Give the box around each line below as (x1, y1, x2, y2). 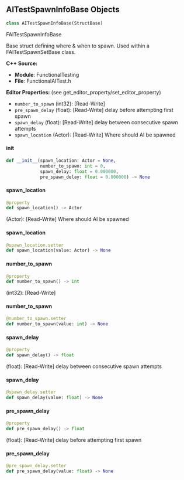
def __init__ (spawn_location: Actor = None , (6, 158, 116, 164)
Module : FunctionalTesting (14, 71, 79, 78)
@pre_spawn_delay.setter (6, 463, 67, 469)
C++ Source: (6, 60, 38, 67)
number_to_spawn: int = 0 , (40, 163, 106, 169)
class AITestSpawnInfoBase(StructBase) (6, 20, 103, 26)
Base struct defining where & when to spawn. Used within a (6, 42, 150, 49)
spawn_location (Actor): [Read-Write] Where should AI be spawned (14, 131, 176, 138)
